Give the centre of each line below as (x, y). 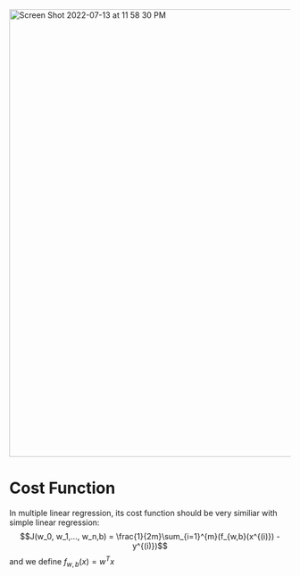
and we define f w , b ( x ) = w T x (62, 561)
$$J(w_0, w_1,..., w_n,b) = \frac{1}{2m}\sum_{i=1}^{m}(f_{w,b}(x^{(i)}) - (150, 536)
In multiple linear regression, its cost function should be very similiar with (144, 513)
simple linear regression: (54, 522)
